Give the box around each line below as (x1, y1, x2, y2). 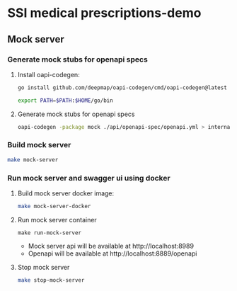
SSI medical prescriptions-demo (7, 5, 202, 21)
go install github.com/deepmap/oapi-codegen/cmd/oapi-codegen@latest (17, 84, 228, 91)
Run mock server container (17, 215, 97, 224)
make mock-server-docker (17, 202, 91, 210)
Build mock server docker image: (17, 189, 115, 198)
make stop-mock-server (17, 276, 85, 284)
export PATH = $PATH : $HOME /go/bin (17, 97, 113, 104)
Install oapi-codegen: (17, 70, 80, 79)
